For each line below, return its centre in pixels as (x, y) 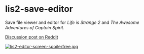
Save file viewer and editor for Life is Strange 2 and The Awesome (72, 22)
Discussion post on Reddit (32, 37)
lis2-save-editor (39, 9)
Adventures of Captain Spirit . (35, 27)
